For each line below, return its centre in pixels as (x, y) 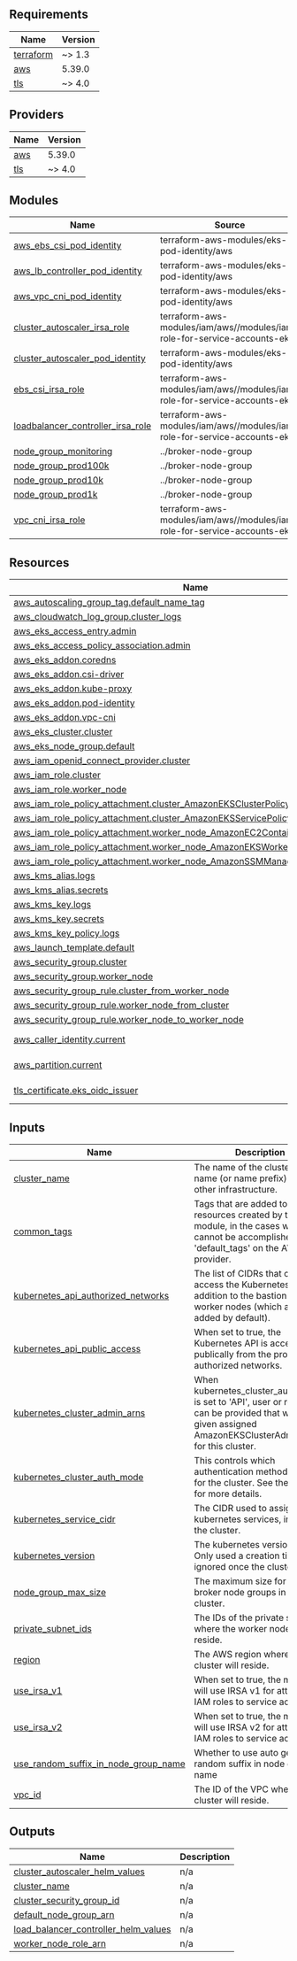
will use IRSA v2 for (234, 1727)
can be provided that (237, 1413)
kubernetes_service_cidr (65, 1519)
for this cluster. (225, 1447)
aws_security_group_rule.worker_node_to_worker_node (129, 1020)
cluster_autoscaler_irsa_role (72, 328)
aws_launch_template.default (74, 948)
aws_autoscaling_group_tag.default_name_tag (109, 603)
